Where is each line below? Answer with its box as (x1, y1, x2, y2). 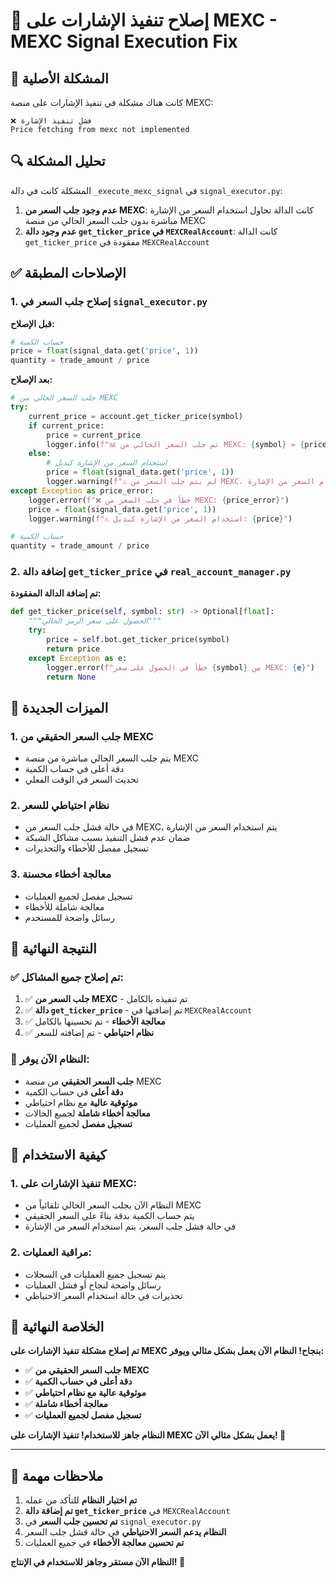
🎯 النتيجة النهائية (10, 940, 97, 958)
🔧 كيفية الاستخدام (10, 1147, 107, 1164)
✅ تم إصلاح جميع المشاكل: (10, 970, 124, 984)
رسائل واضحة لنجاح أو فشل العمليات (24, 1279, 162, 1291)
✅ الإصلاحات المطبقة (10, 265, 127, 282)
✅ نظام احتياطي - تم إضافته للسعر (24, 1027, 155, 1039)
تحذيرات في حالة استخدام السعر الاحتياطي (24, 1289, 183, 1301)
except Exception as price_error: (10, 485, 155, 496)
